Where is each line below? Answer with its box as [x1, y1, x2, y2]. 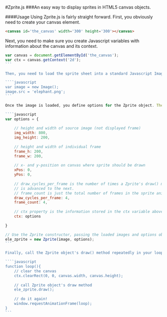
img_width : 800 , [14, 131, 48, 136]
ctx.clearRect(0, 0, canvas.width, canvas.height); [14, 273, 123, 278]
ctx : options [14, 214, 41, 219]
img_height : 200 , [14, 135, 50, 140]
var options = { [5, 117, 39, 122]
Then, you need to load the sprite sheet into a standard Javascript [5, 71, 153, 76]
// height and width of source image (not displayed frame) [14, 126, 141, 131]
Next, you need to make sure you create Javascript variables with [5, 37, 140, 44]
